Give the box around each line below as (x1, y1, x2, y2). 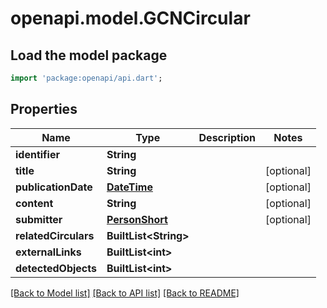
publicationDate (15, 180, 93, 194)
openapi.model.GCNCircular (10, 7, 251, 30)
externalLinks (15, 245, 82, 259)
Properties (10, 101, 78, 118)
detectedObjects (15, 261, 97, 275)
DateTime (106, 180, 153, 194)
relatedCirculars (15, 228, 95, 242)
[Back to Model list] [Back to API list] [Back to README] (10, 287, 240, 299)
